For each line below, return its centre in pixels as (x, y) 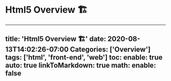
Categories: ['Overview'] (110, 50)
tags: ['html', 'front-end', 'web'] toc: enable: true (84, 57)
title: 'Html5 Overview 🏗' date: (56, 39)
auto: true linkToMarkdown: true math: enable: (81, 65)
